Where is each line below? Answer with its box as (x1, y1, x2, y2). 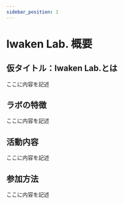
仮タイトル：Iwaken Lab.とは (6, 63, 118, 74)
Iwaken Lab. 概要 (6, 37, 93, 51)
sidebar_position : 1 (6, 9, 59, 15)
